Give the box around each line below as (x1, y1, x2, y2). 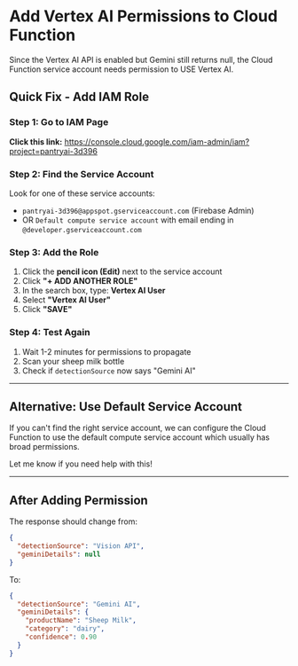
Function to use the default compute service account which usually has (9, 432, 271, 443)
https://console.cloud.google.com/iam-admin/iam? (64, 136, 250, 147)
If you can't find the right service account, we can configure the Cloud (9, 423, 266, 434)
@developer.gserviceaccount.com (21, 225, 142, 234)
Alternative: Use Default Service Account (9, 399, 242, 414)
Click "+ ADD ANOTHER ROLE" (21, 276, 138, 286)
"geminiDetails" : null (17, 550, 101, 559)
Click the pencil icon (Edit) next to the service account (21, 266, 223, 277)
